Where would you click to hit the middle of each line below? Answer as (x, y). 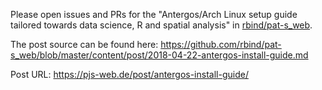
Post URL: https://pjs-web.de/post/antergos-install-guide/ (129, 74)
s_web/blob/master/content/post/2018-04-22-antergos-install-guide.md (159, 55)
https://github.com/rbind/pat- (221, 44)
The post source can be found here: (84, 44)
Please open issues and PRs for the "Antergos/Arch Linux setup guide (154, 14)
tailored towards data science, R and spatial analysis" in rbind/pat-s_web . (161, 25)
